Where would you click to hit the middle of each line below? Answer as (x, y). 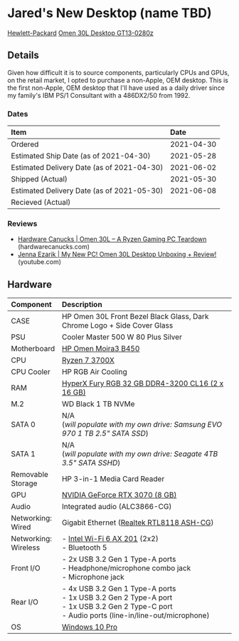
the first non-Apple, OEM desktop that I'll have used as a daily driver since (116, 88)
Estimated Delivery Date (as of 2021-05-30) (87, 191)
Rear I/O (25, 602)
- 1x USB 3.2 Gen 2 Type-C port (117, 607)
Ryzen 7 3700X (88, 360)
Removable (30, 475)
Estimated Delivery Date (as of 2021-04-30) (87, 168)
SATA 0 (23, 425)
